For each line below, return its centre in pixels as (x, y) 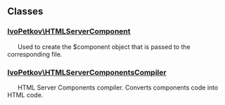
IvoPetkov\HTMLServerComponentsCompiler (87, 72)
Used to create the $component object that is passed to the (104, 47)
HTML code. (25, 94)
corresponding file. (35, 54)
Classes (25, 12)
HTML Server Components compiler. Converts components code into (118, 87)
